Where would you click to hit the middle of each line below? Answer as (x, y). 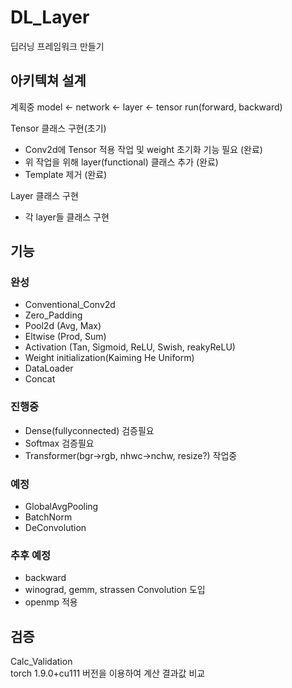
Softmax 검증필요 (59, 443)
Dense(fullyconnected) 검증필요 (89, 430)
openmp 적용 (51, 602)
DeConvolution (55, 528)
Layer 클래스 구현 (44, 195)
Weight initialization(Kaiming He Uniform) (109, 358)
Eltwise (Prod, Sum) (65, 337)
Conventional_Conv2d (70, 305)
